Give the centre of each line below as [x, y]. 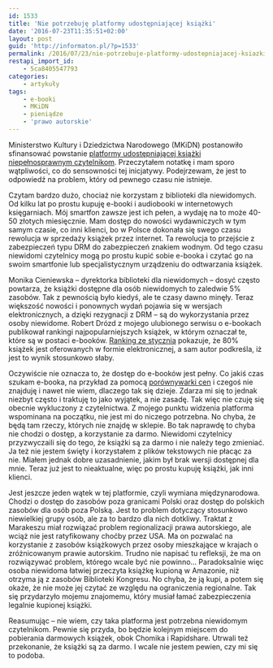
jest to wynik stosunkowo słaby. [62, 358]
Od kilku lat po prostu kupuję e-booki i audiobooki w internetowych [121, 203]
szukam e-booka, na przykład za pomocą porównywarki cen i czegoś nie [131, 382]
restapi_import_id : [41, 62]
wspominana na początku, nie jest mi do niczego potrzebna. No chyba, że [132, 416]
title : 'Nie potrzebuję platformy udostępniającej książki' [113, 24]
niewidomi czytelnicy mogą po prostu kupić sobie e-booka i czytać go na [131, 255]
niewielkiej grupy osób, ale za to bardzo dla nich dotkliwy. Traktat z [121, 518]
